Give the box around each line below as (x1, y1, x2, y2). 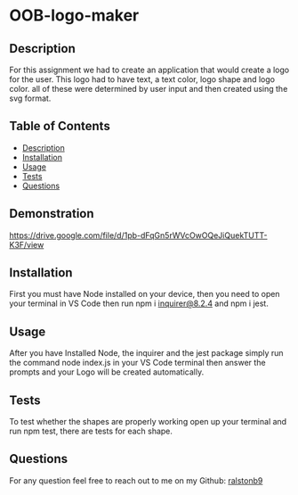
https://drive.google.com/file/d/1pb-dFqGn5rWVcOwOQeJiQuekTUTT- (9, 229, 268, 241)
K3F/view (9, 239, 44, 250)
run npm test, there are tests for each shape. (9, 425, 173, 437)
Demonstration (9, 206, 95, 221)
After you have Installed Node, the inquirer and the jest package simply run (9, 348, 284, 359)
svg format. (9, 93, 52, 103)
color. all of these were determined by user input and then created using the (9, 84, 288, 94)
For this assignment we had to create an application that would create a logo (9, 64, 290, 75)
